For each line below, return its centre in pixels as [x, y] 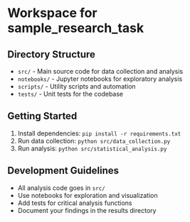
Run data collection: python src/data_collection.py [94, 140]
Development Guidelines [63, 171]
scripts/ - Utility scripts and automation [77, 86]
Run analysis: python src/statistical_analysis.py [92, 148]
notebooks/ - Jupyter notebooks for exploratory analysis [100, 79]
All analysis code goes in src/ [61, 188]
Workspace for [52, 13]
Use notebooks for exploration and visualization [88, 195]
